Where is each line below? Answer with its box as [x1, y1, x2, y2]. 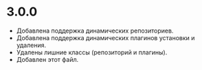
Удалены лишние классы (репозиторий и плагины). [16, 48, 168, 56]
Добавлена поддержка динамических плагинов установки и [16, 33, 195, 41]
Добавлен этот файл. [16, 55, 79, 63]
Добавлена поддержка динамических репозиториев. [16, 27, 174, 35]
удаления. [16, 41, 46, 49]
